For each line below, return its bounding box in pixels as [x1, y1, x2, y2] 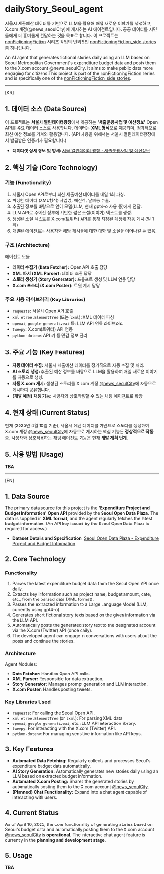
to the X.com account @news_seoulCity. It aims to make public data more [5, 65, 153, 71]
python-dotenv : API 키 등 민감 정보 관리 [12, 332, 88, 339]
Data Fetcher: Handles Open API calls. [12, 671, 90, 677]
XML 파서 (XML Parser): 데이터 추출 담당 [12, 270, 92, 276]
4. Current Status [5, 808, 59, 817]
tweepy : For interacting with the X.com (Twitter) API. [12, 725, 116, 731]
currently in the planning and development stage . [5, 837, 106, 843]
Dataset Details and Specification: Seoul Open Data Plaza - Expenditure [12, 535, 159, 541]
